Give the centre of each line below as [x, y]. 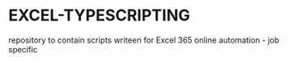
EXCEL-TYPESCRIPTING [99, 16]
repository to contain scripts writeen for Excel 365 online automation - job [144, 40]
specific [23, 49]
